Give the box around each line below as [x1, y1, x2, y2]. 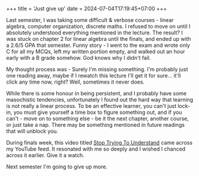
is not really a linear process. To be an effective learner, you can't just [6, 103, 176, 109]
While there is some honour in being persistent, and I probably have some [6, 90, 187, 97]
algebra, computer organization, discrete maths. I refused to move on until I [6, 23, 191, 30]
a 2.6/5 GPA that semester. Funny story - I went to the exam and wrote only [6, 41, 190, 49]
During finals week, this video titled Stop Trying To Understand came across [6, 139, 193, 146]
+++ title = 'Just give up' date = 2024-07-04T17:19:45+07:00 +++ [6, 5, 168, 12]
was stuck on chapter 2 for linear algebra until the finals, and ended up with [6, 36, 191, 42]
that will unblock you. [6, 127, 58, 135]
